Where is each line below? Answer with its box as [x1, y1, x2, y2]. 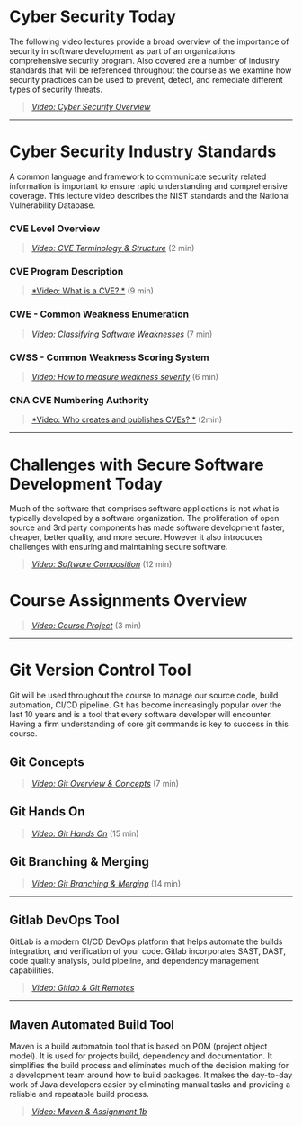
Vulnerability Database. [9, 200, 96, 211]
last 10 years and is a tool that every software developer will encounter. [9, 709, 272, 720]
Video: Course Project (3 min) [31, 620, 142, 631]
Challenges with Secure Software [9, 455, 264, 474]
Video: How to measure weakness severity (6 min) [31, 372, 218, 383]
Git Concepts [9, 754, 85, 770]
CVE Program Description [9, 266, 124, 278]
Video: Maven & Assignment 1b [31, 1106, 147, 1117]
